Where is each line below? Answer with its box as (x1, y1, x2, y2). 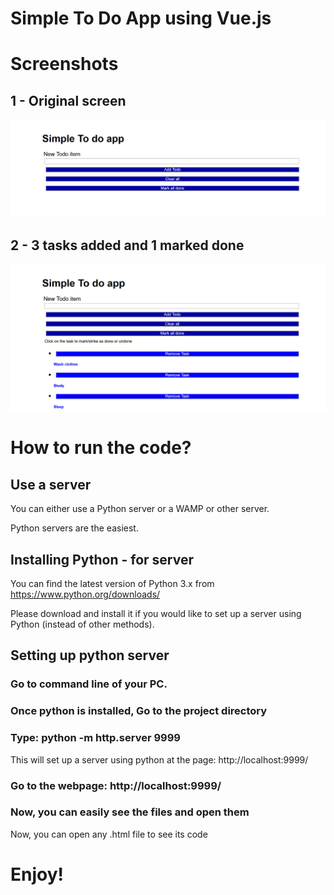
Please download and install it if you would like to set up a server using (10, 608, 302, 620)
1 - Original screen (10, 92, 127, 109)
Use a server (10, 476, 92, 493)
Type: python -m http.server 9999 (10, 731, 181, 745)
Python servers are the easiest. (10, 522, 139, 534)
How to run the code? (10, 437, 192, 459)
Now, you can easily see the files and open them (10, 805, 250, 819)
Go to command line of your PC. (10, 677, 168, 691)
